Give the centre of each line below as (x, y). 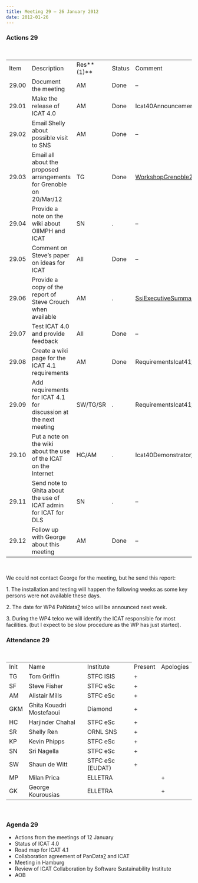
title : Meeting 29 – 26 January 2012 (52, 12)
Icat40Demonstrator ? (165, 455)
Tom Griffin (44, 677)
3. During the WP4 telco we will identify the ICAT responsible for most (91, 618)
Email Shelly (49, 123)
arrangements (51, 177)
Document (46, 82)
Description (48, 68)
